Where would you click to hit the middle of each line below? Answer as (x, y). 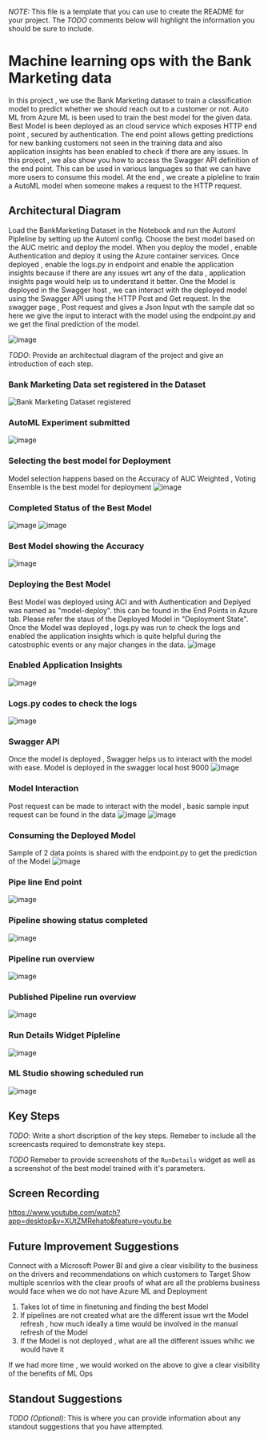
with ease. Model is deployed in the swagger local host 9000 (109, 768)
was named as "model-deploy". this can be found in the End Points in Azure (133, 610)
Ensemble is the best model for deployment (80, 487)
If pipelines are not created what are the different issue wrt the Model (134, 1315)
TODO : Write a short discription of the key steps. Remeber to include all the (132, 1136)
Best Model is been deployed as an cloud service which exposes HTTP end (133, 126)
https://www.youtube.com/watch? (64, 1213)
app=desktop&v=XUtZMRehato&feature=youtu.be (90, 1221)
